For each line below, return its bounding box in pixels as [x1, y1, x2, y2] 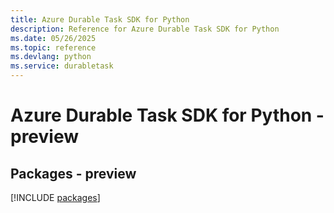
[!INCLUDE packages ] [10, 192, 101, 203]
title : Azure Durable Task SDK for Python [10, 14, 190, 25]
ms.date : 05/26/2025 [10, 33, 97, 43]
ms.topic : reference [10, 42, 97, 53]
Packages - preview [10, 165, 137, 182]
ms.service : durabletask [10, 61, 114, 71]
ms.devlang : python [10, 52, 92, 62]
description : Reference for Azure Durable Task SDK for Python [10, 24, 280, 34]
